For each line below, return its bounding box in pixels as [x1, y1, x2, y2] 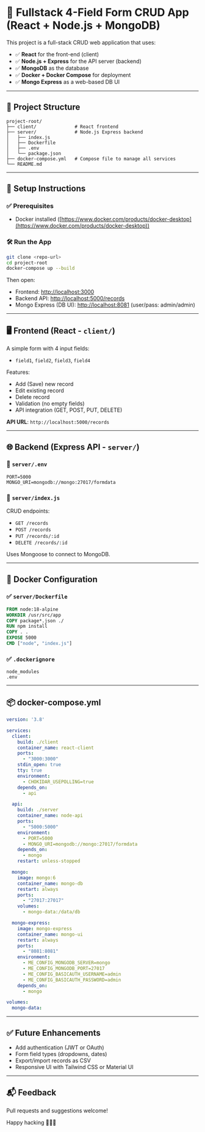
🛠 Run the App [6, 238, 52, 247]
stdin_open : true [17, 762, 62, 768]
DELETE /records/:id [15, 540, 68, 546]
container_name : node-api [17, 813, 84, 819]
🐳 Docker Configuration [6, 574, 98, 584]
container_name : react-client [17, 745, 95, 751]
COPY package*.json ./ [6, 617, 64, 624]
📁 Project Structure [6, 102, 81, 113]
